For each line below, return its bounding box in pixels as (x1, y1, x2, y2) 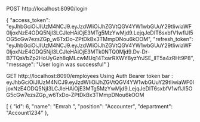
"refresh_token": (153, 36, 193, 42)
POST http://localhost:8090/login (6, 5, 88, 12)
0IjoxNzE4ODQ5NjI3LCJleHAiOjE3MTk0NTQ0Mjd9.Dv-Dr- (6, 48, 150, 55)
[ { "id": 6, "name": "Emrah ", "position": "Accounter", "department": (6, 103, 173, 110)
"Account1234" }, (6, 110, 49, 116)
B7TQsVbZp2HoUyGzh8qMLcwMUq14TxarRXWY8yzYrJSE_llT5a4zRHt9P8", (6, 55, 195, 61)
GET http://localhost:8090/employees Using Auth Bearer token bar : (6, 73, 173, 79)
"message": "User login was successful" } (6, 61, 110, 68)
